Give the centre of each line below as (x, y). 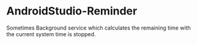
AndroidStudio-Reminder (72, 11)
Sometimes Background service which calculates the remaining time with (98, 28)
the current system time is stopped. (51, 34)
